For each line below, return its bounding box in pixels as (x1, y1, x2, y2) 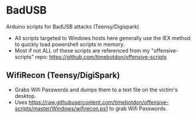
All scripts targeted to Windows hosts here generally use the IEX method (14, 34, 191, 41)
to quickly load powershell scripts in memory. (14, 41, 125, 48)
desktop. (14, 92, 36, 99)
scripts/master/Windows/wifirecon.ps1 (14, 104, 108, 112)
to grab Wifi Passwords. (109, 104, 168, 112)
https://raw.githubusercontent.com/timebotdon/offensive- (28, 99, 169, 106)
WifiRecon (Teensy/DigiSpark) (6, 70, 120, 80)
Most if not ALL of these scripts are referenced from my (14, 47, 150, 54)
